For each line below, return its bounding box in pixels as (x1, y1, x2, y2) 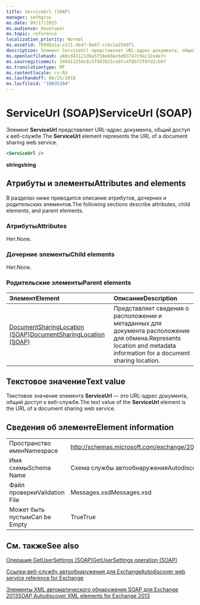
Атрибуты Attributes (6, 222, 67, 230)
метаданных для (113, 319, 162, 327)
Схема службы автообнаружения (70, 464, 168, 472)
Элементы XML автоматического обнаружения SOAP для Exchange (6, 585, 179, 593)
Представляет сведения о (113, 304, 189, 312)
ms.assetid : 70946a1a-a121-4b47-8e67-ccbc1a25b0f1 (6, 42, 135, 48)
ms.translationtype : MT (6, 64, 65, 70)
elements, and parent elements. (6, 207, 84, 214)
